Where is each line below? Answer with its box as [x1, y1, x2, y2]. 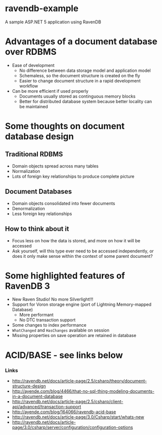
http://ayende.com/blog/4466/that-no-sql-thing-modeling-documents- [12, 388, 155, 394]
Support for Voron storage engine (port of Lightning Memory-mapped [12, 301, 152, 307]
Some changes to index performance [12, 322, 86, 328]
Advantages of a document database [5, 36, 158, 47]
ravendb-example [5, 3, 79, 14]
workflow [19, 83, 38, 89]
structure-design [12, 383, 46, 389]
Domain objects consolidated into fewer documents [12, 200, 115, 206]
